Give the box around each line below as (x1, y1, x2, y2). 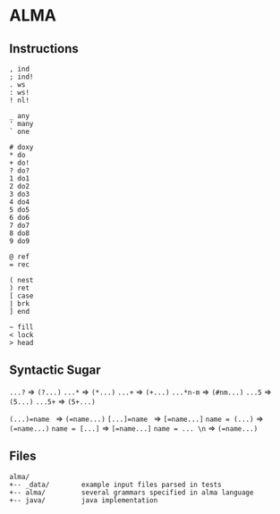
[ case (9, 291, 34, 300)
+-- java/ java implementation (9, 495, 158, 505)
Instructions (9, 41, 79, 56)
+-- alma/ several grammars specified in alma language (9, 488, 254, 497)
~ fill (9, 323, 34, 332)
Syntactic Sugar (9, 363, 101, 378)
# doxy (9, 143, 34, 152)
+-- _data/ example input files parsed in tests (9, 480, 222, 489)
